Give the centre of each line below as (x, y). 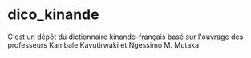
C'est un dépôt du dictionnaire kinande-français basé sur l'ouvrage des (125, 37)
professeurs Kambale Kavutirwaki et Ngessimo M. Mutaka (103, 44)
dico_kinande (53, 15)
